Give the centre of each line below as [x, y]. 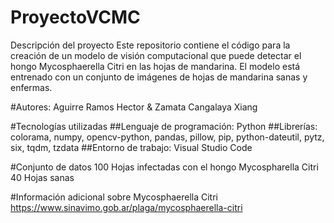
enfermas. [31, 87]
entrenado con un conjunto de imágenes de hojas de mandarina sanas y [159, 77]
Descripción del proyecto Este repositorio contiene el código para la [150, 45]
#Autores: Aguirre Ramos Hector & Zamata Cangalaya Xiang [134, 107]
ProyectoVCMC [75, 17]
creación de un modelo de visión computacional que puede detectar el [156, 55]
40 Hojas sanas [42, 177]
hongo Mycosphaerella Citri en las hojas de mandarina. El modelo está [155, 66]
